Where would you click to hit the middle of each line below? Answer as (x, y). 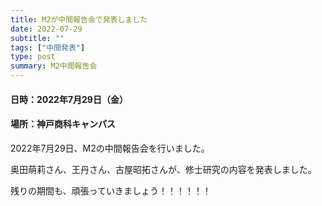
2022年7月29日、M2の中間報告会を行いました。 (110, 148)
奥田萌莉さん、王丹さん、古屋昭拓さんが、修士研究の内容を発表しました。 (163, 169)
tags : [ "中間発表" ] (48, 47)
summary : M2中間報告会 (54, 66)
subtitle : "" (37, 38)
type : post (33, 57)
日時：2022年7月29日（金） (69, 99)
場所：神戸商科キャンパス (63, 124)
